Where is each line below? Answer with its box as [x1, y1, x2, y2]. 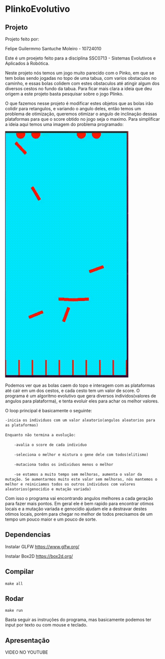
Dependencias [5, 530, 51, 539]
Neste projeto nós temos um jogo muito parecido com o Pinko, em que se [5, 70, 154, 76]
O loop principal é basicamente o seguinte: [5, 408, 92, 413]
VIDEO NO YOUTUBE [5, 649, 48, 656]
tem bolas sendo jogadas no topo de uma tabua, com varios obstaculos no [5, 75, 157, 81]
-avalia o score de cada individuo [14, 442, 87, 447]
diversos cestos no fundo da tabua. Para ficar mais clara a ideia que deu [5, 86, 152, 92]
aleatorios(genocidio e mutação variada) [5, 487, 92, 492]
